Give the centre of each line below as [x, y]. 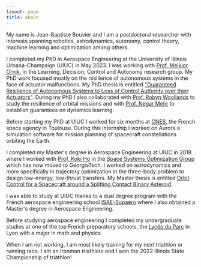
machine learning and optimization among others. [67, 47]
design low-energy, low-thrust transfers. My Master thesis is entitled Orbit [98, 178]
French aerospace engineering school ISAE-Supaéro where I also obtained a [101, 202]
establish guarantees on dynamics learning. [60, 110]
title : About [22, 17]
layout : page [22, 12]
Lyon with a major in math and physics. [54, 233]
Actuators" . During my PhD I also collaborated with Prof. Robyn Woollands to [100, 97]
